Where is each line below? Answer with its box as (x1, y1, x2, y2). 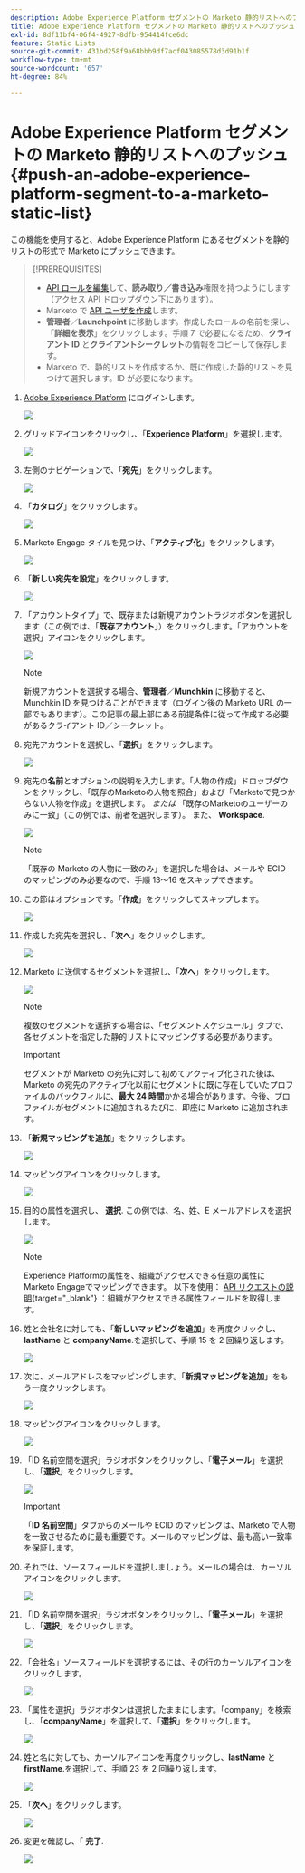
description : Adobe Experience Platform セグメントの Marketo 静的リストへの (10, 13, 293, 23)
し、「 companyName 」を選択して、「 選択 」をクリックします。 (23, 1715, 256, 1726)
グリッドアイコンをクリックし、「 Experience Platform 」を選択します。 (23, 427, 288, 439)
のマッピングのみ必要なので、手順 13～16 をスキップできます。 (23, 874, 258, 885)
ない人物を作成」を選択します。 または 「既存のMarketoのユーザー (31, 798, 281, 809)
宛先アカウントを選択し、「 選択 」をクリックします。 (23, 739, 218, 750)
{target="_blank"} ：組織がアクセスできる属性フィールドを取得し (31, 1292, 274, 1303)
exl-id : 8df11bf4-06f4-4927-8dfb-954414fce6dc (10, 30, 189, 39)
